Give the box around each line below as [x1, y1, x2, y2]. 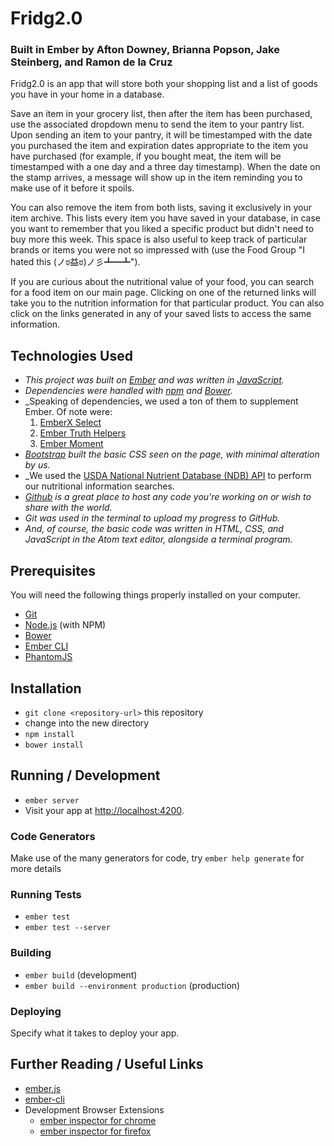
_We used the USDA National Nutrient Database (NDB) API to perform [24, 470, 312, 482]
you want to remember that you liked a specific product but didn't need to [10, 223, 315, 235]
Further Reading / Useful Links [10, 1056, 204, 1073]
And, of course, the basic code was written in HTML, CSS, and [24, 523, 284, 535]
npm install [24, 729, 75, 739]
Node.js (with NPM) [24, 619, 107, 631]
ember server [24, 795, 80, 806]
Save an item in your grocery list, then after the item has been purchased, [10, 108, 313, 120]
